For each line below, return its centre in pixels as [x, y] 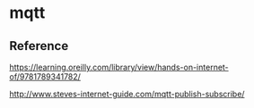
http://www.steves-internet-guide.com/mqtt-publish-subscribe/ [127, 94]
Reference [39, 46]
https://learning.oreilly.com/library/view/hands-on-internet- [119, 67]
